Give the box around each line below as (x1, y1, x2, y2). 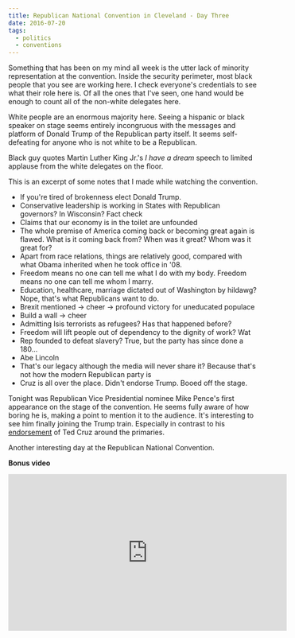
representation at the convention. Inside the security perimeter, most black (8, 72, 253, 81)
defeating (8, 138, 40, 147)
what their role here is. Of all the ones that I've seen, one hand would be (8, 88, 244, 98)
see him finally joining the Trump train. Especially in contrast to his (8, 419, 225, 429)
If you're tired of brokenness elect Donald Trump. (19, 193, 181, 202)
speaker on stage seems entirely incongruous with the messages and (8, 121, 236, 130)
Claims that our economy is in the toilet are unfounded (19, 218, 198, 228)
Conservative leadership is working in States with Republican (19, 200, 220, 211)
